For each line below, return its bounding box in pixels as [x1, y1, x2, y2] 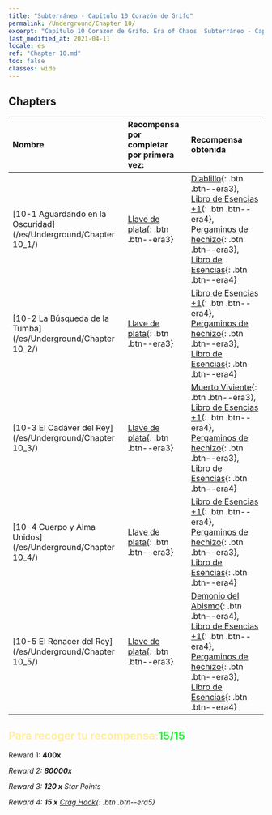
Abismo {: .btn [190, 600, 243, 612]
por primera [127, 149, 175, 160]
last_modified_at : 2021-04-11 [8, 34, 111, 43]
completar [127, 139, 168, 150]
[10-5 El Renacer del [12, 635, 94, 646]
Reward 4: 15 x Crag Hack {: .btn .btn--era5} [8, 797, 155, 807]
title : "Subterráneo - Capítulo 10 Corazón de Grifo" [8, 11, 194, 20]
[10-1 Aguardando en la [12, 208, 107, 220]
